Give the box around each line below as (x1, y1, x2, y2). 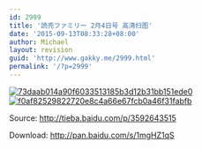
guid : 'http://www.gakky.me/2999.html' (9, 54, 156, 63)
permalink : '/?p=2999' (9, 63, 93, 71)
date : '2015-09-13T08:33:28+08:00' (9, 29, 140, 38)
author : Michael (9, 37, 69, 47)
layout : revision (9, 46, 73, 55)
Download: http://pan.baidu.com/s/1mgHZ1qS (9, 130, 175, 140)
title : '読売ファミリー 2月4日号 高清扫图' (9, 21, 153, 30)
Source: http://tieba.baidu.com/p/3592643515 (9, 112, 176, 123)
